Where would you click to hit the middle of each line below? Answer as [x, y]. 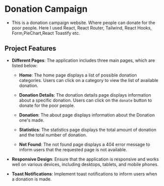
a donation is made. [32, 179]
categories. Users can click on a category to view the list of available [89, 80]
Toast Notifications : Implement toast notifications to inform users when [84, 174]
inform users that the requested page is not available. [73, 149]
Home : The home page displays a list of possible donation [78, 75]
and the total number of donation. [53, 135]
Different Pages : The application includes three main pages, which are [83, 60]
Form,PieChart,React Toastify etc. [46, 33]
